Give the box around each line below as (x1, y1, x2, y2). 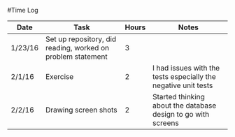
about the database (152, 101, 217, 110)
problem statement (45, 52, 108, 62)
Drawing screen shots (45, 105, 117, 115)
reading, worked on (45, 43, 110, 52)
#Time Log (7, 6, 38, 14)
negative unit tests (152, 80, 213, 90)
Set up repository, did (45, 34, 117, 44)
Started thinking (152, 92, 205, 101)
